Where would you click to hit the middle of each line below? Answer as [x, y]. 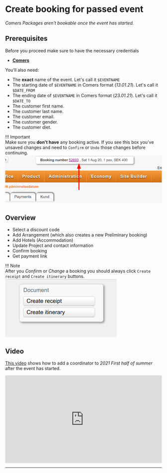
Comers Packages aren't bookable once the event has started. [70, 23]
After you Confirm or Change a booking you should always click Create [78, 271]
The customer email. [33, 117]
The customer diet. [32, 127]
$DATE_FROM [24, 91]
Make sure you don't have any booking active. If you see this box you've [80, 142]
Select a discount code [36, 230]
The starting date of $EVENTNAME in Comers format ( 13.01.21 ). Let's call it [85, 85]
